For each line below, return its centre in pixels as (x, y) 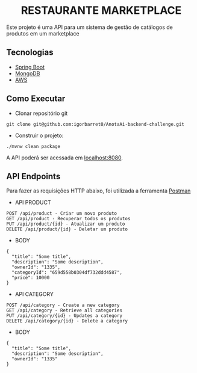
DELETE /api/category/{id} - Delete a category (67, 321)
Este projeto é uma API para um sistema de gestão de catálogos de (90, 27)
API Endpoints (33, 176)
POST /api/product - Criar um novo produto (62, 214)
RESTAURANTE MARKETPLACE (101, 11)
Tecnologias (30, 53)
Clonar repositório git (41, 113)
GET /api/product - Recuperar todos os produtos (68, 219)
